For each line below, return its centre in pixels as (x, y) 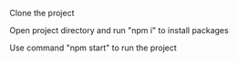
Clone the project (42, 13)
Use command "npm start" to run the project (93, 48)
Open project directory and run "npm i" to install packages (119, 30)
